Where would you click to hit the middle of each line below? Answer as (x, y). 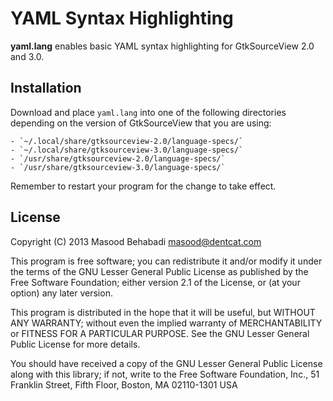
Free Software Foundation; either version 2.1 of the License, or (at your (155, 282)
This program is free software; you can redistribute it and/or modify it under (166, 261)
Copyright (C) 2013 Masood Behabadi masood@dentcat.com (136, 241)
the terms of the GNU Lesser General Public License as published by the (159, 271)
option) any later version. (61, 293)
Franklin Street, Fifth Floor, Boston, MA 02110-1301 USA (124, 384)
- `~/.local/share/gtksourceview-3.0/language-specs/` (127, 150)
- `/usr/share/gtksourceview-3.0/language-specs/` (118, 167)
